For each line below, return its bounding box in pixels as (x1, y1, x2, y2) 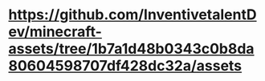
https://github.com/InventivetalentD (8, 6, 257, 24)
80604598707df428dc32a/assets (8, 57, 243, 75)
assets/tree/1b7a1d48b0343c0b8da (8, 40, 255, 58)
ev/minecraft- (8, 22, 103, 41)
